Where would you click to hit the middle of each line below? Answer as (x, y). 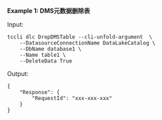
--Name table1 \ (43, 55)
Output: (18, 74)
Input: (16, 24)
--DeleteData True (46, 61)
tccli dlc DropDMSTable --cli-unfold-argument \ (80, 37)
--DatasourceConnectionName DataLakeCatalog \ (88, 43)
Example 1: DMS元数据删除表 (49, 11)
